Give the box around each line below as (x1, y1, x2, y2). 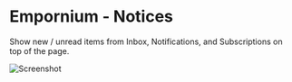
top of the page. (9, 45, 70, 56)
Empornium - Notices (9, 6, 174, 27)
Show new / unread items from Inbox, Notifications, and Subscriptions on (9, 36, 283, 47)
